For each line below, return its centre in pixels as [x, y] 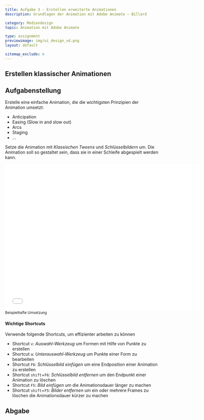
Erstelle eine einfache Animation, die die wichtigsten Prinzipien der [72, 102]
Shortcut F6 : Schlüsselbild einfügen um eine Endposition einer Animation [85, 364]
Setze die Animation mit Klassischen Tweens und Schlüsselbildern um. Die [80, 147]
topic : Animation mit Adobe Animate [42, 27]
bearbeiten [23, 360]
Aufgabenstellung [33, 90]
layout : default [21, 45]
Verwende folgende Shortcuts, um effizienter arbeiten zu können [70, 334]
